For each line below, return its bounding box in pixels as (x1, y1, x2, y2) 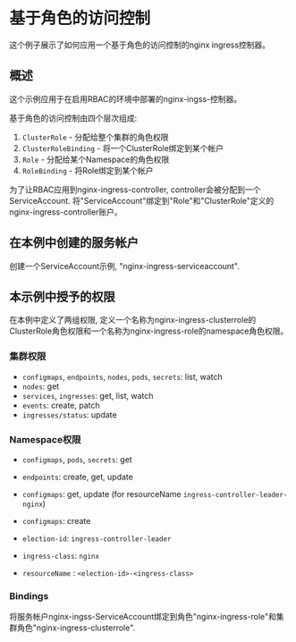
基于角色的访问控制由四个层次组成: (9, 113, 138, 123)
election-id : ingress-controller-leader (21, 533, 172, 544)
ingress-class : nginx (21, 550, 100, 561)
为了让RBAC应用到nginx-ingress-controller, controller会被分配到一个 (9, 184, 261, 195)
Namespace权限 (9, 433, 81, 445)
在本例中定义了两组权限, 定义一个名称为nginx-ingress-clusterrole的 (9, 315, 257, 325)
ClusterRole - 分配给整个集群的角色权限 (21, 131, 169, 142)
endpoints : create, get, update (21, 471, 134, 482)
